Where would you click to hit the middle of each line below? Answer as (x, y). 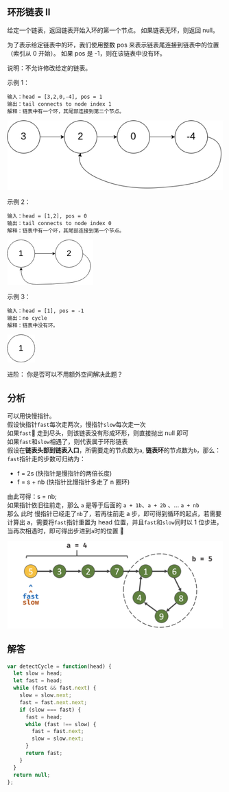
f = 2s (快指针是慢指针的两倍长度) (64, 473)
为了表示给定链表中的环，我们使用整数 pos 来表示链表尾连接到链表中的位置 (113, 45)
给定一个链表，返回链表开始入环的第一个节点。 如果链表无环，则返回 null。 (113, 30)
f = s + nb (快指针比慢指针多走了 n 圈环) (73, 482)
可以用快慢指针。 (31, 416)
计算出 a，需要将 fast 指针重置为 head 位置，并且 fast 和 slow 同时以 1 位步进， (115, 522)
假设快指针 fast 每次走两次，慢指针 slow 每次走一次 (76, 424)
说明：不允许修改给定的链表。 (49, 68)
